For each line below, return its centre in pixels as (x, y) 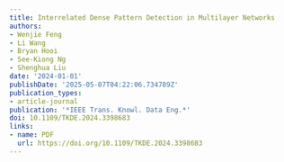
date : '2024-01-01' (46, 76)
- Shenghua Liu (38, 68)
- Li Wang (28, 43)
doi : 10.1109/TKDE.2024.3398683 (70, 118)
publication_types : (46, 93)
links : (22, 127)
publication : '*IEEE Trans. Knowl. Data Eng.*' (100, 110)
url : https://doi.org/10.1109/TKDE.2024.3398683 (110, 143)
